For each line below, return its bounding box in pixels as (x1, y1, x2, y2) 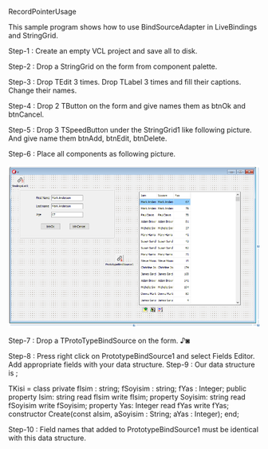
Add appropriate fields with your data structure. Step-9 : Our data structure (8, 360, 255, 369)
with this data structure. (8, 433, 86, 443)
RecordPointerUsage (8, 7, 77, 16)
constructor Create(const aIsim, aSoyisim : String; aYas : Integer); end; (8, 409, 239, 419)
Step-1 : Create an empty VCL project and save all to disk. (8, 46, 198, 55)
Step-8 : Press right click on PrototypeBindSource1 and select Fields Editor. (8, 351, 255, 360)
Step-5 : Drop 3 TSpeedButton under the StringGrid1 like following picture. (8, 125, 253, 134)
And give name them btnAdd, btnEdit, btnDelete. (8, 133, 167, 143)
